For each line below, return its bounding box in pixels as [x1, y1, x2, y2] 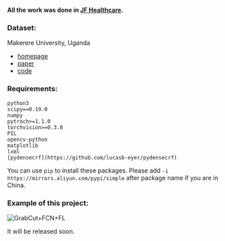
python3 [7, 99, 30, 106]
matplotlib [7, 142, 39, 149]
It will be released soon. [7, 227, 75, 235]
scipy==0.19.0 [7, 106, 48, 113]
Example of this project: [7, 198, 89, 208]
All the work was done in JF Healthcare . [7, 6, 124, 14]
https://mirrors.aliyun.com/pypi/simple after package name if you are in [7, 173, 219, 182]
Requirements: [7, 84, 58, 94]
